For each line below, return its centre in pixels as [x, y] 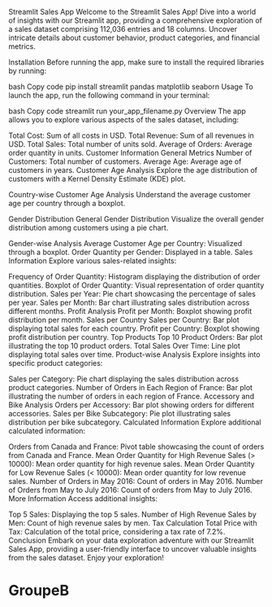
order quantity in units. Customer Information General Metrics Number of [130, 153]
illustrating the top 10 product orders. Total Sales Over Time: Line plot [125, 346]
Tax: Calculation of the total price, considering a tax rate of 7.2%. [117, 532]
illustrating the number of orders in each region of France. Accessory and [131, 396]
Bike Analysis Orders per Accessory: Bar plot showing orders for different [131, 405]
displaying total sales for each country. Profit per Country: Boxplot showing [134, 328]
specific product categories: [56, 363]
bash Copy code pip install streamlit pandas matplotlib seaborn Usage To [131, 86]
